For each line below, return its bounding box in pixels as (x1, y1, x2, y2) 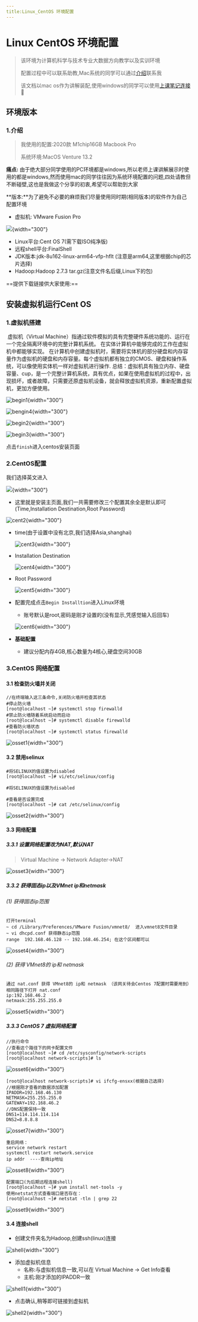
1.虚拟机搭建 (6, 318, 41, 327)
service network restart (6, 1145, 67, 1150)
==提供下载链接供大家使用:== (6, 280, 78, 287)
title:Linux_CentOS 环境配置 (6, 8, 74, 15)
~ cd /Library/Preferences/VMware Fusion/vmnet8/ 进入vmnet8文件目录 (6, 924, 178, 930)
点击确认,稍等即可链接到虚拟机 (14, 1298, 89, 1305)
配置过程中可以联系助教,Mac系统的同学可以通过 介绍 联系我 (20, 69, 162, 76)
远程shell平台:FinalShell (14, 245, 72, 253)
